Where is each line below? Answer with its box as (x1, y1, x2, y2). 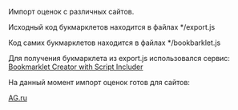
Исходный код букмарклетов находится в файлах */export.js (8, 22, 216, 31)
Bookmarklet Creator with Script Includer (8, 62, 143, 71)
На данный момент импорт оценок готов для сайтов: (8, 78, 191, 87)
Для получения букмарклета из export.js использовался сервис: (8, 54, 231, 63)
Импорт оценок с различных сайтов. (8, 7, 135, 16)
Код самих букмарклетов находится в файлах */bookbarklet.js (8, 38, 221, 47)
